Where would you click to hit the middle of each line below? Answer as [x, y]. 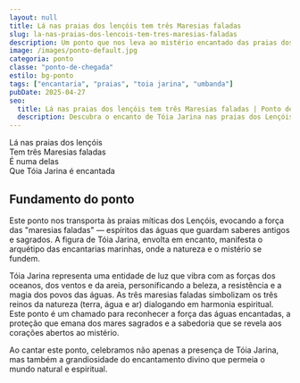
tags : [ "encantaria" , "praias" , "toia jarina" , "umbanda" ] [121, 84]
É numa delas [34, 162]
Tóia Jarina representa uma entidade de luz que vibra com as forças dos [142, 275]
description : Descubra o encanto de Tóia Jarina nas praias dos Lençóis [155, 117]
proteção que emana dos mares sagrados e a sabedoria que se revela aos [146, 323]
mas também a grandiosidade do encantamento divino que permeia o [137, 359]
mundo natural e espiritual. [58, 369]
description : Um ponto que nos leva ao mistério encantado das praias [143, 42]
